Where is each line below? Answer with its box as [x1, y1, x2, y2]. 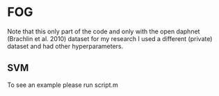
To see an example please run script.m [7, 81, 118, 89]
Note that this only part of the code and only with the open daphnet [7, 27, 200, 35]
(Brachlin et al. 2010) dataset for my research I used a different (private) [7, 34, 213, 42]
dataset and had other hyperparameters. [7, 42, 124, 50]
